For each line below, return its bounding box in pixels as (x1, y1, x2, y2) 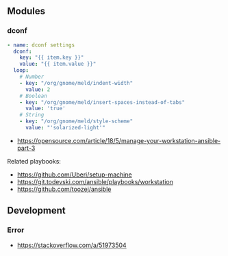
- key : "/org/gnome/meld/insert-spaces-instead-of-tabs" (19, 99, 186, 105)
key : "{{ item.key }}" (19, 54, 84, 61)
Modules (7, 5, 46, 17)
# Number (19, 73, 45, 81)
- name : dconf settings (7, 41, 75, 49)
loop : (13, 67, 29, 74)
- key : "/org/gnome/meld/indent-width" (19, 79, 134, 86)
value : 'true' (25, 105, 66, 112)
